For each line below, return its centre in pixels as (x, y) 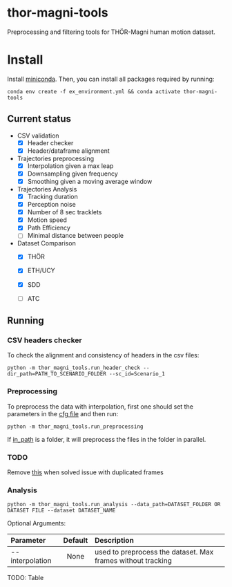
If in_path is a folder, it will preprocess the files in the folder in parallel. (107, 439)
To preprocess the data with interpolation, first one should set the (100, 407)
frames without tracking (133, 561)
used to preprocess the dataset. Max (154, 552)
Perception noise (51, 205)
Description (114, 541)
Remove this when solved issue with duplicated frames (85, 472)
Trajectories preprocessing (56, 158)
